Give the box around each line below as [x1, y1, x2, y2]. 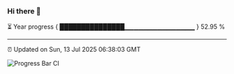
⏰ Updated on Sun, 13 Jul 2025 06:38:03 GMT [7, 45, 141, 54]
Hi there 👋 [7, 6, 42, 16]
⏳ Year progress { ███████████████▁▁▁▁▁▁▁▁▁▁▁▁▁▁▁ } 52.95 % [7, 22, 225, 31]
